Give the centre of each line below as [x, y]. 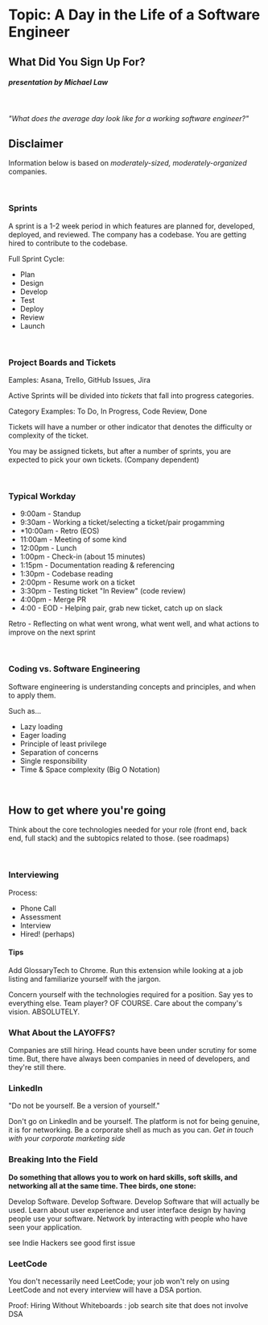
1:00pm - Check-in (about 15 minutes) [83, 557]
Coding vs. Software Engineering [74, 669]
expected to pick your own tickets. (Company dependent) [104, 459]
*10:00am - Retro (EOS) [60, 531]
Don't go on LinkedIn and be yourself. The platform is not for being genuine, [134, 1122]
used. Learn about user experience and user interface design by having [127, 1210]
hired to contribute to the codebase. [68, 243]
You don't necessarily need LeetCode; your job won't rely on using [119, 1281]
